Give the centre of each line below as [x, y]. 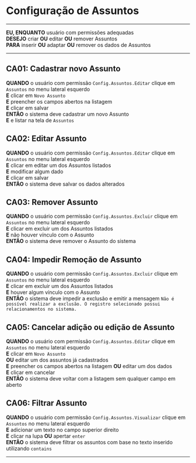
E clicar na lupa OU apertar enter [46, 436]
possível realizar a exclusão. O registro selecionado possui [83, 304]
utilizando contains [29, 448]
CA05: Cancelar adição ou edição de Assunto [90, 327]
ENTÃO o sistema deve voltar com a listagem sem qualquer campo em [91, 378]
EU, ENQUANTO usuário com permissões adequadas [70, 32]
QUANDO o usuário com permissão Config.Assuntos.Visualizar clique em [96, 417]
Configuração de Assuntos [73, 11]
